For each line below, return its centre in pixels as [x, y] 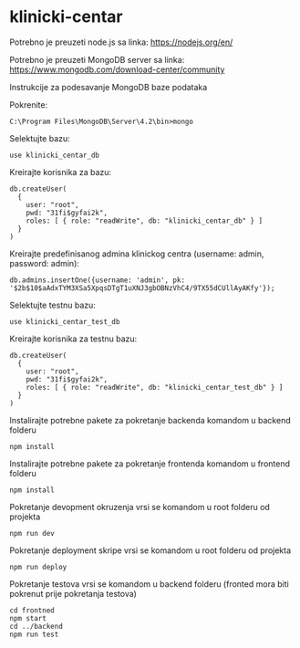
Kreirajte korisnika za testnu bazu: [73, 339]
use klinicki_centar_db [55, 155]
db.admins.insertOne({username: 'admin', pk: [97, 280]
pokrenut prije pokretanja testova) [73, 593]
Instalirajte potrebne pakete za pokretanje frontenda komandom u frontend [150, 464]
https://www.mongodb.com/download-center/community [117, 69]
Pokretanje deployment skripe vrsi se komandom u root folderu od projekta [150, 550]
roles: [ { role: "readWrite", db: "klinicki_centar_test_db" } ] [155, 387]
